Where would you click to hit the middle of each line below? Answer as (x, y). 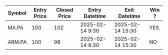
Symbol (17, 13)
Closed (64, 10)
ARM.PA (17, 42)
